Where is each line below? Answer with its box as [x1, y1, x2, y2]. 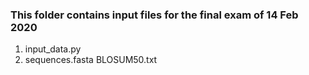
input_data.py [24, 43, 82, 55]
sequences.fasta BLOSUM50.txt [24, 54, 158, 66]
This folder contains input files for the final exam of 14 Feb [10, 8, 299, 22]
